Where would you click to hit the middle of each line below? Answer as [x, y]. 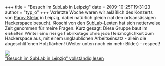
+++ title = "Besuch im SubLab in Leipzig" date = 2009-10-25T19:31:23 [78, 7]
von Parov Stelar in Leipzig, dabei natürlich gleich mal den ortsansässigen [81, 17]
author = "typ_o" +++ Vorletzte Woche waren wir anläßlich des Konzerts [79, 12]
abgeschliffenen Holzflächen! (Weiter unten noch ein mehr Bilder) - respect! [82, 44]
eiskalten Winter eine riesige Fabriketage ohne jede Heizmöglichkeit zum [80, 33]
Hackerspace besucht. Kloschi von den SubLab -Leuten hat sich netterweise [83, 23]
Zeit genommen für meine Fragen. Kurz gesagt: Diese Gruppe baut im [76, 28]
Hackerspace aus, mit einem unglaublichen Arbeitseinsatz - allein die [76, 38]
